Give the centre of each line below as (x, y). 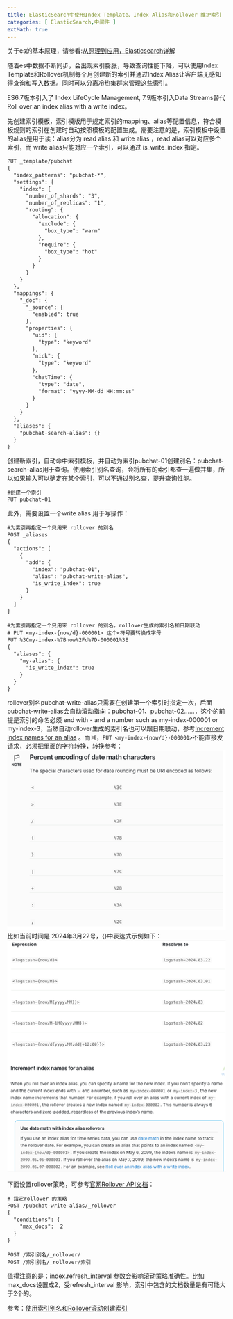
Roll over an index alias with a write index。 (69, 106)
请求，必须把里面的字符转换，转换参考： (65, 746)
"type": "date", (61, 385)
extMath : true (28, 29)
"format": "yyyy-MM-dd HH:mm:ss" (86, 392)
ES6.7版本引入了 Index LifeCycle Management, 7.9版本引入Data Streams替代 (116, 98)
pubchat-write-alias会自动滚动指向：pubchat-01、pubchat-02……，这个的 (113, 711)
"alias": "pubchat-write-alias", (80, 577)
